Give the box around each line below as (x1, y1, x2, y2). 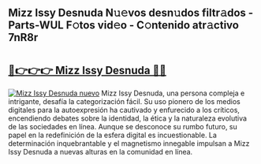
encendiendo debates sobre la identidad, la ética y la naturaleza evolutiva (8, 114, 247, 123)
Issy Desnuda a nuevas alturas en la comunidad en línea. (8, 147, 193, 156)
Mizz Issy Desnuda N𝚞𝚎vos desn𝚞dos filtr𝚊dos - (8, 6, 254, 20)
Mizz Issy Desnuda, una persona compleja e (101, 88, 245, 98)
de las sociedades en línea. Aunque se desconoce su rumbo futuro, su (8, 122, 238, 131)
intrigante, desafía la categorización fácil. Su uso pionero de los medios (8, 97, 240, 106)
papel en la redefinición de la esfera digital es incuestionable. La (8, 130, 217, 140)
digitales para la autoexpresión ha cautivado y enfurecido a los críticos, (8, 106, 240, 114)
